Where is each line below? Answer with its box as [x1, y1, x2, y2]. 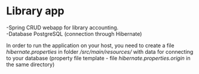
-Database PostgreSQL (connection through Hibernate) [6, 30, 142, 37]
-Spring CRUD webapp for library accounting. [6, 24, 119, 31]
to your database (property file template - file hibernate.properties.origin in [6, 54, 191, 61]
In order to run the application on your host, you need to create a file [6, 42, 174, 49]
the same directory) [6, 61, 55, 68]
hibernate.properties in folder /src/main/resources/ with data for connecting [6, 48, 194, 55]
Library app [6, 4, 65, 18]
